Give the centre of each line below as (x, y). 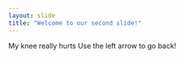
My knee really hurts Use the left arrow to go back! (92, 45)
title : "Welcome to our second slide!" (75, 23)
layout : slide (32, 15)
